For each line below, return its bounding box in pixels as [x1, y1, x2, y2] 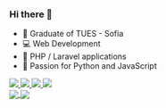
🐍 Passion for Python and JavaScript [21, 61, 158, 71]
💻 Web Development [21, 38, 101, 49]
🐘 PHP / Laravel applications [21, 51, 127, 62]
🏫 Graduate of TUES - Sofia [21, 29, 124, 39]
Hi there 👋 [9, 8, 54, 21]
